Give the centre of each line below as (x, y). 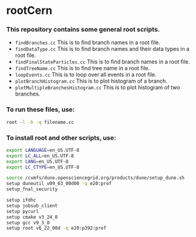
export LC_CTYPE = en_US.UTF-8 (43, 167)
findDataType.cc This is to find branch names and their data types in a (102, 49)
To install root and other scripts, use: (61, 138)
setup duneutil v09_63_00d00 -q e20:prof (59, 184)
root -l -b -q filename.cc (40, 122)
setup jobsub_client (32, 206)
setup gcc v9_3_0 (28, 222)
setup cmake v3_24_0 (32, 217)
